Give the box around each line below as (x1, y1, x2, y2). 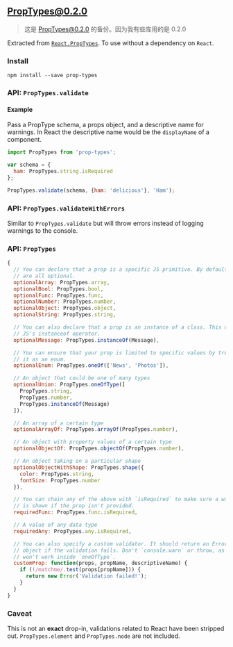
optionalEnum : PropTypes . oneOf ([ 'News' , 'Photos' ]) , (13, 362, 169, 369)
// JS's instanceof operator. (13, 330, 101, 337)
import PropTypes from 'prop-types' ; (7, 149, 116, 156)
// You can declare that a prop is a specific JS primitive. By (13, 266, 203, 273)
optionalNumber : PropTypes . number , (13, 298, 116, 305)
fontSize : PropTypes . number (19, 477, 101, 484)
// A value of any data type (13, 521, 98, 529)
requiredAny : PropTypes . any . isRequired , (13, 527, 132, 534)
